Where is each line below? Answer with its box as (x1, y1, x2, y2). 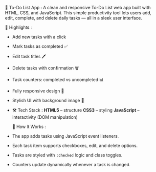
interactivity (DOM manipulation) (12, 114, 78, 120)
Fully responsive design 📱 (12, 88, 65, 94)
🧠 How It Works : (12, 124, 46, 129)
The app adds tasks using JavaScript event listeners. (12, 133, 119, 139)
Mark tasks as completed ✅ (12, 43, 68, 49)
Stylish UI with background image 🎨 (12, 98, 85, 103)
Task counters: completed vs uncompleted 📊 (12, 77, 104, 83)
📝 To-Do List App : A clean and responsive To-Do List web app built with (5, 5, 151, 10)
